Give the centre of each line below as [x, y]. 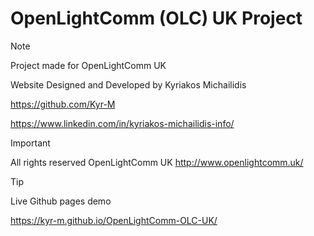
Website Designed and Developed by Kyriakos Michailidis [128, 84]
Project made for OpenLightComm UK [88, 65]
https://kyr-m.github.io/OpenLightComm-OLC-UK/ [114, 220]
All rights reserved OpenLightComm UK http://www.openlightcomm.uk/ [157, 162]
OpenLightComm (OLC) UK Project [156, 18]
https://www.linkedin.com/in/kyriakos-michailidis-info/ [122, 123]
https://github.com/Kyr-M [63, 104]
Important [30, 143]
